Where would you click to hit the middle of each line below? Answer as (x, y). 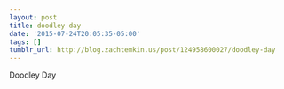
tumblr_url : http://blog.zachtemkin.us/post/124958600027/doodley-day (142, 50)
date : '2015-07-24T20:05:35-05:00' (75, 33)
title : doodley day (45, 26)
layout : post (33, 17)
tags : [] (25, 42)
